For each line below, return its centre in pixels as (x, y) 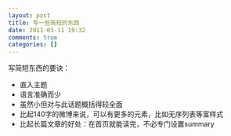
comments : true (33, 37)
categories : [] (33, 45)
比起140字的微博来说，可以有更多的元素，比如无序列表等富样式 (121, 114)
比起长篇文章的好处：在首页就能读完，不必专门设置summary (117, 124)
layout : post (29, 15)
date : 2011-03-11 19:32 (47, 30)
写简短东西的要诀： (39, 68)
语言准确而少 (40, 94)
